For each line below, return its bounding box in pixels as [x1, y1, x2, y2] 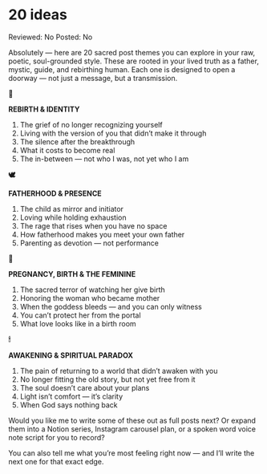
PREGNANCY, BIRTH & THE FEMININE [8, 269, 136, 278]
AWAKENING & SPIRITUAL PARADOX [8, 350, 134, 360]
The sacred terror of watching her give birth [19, 285, 166, 294]
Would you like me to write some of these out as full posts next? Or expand [8, 415, 257, 425]
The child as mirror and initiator [19, 204, 124, 213]
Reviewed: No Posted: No [8, 32, 93, 42]
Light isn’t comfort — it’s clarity [19, 391, 123, 401]
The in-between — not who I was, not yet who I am [19, 154, 189, 164]
